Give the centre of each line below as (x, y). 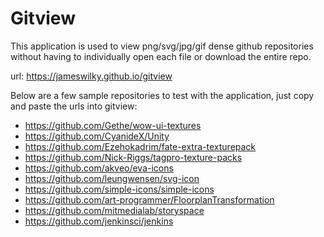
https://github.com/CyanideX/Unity (97, 136)
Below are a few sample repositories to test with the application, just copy (162, 95)
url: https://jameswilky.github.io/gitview (91, 76)
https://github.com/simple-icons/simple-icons (119, 189)
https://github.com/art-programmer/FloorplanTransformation (149, 199)
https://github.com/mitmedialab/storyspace (114, 210)
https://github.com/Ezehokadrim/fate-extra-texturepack (140, 146)
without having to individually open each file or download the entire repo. (161, 56)
